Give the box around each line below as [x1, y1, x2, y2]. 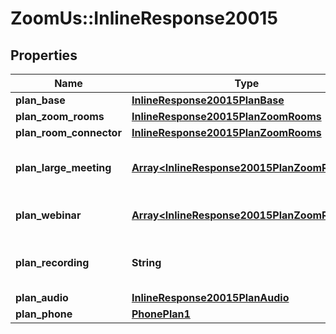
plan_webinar [15, 208, 82, 222]
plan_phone [15, 307, 73, 321]
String [131, 256, 162, 269]
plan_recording [15, 256, 90, 269]
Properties [10, 47, 78, 64]
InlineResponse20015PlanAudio [131, 291, 290, 304]
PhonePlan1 [131, 307, 191, 321]
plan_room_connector [15, 126, 122, 139]
